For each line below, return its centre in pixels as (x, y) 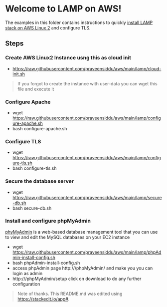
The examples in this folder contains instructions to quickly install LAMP (79, 22)
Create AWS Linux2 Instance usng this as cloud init (68, 58)
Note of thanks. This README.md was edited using (70, 294)
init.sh (19, 74)
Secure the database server (39, 181)
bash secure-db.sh (32, 208)
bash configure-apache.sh (40, 128)
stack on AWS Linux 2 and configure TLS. (48, 27)
